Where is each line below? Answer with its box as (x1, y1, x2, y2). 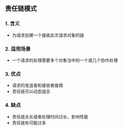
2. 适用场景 (5, 45, 31, 52)
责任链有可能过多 (12, 120, 46, 126)
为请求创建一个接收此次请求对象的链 (12, 32, 84, 38)
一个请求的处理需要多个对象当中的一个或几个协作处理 (12, 57, 118, 63)
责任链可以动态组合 (12, 88, 51, 94)
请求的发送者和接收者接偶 (12, 83, 63, 88)
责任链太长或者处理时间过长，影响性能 (12, 114, 88, 119)
